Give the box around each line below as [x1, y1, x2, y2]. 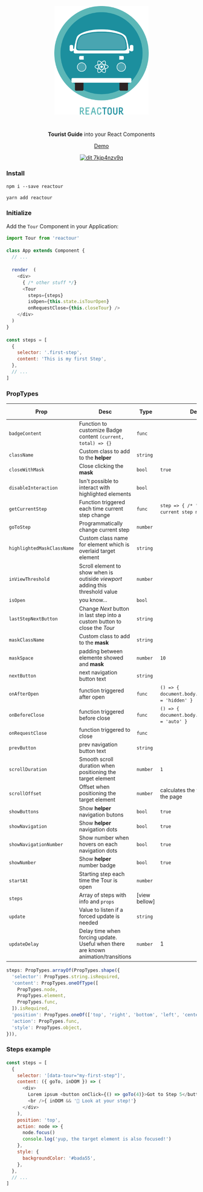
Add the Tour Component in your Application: [6, 222, 119, 229]
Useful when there [79, 940, 125, 947]
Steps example [6, 1045, 51, 1054]
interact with [79, 484, 111, 491]
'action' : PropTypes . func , [11, 1018, 80, 1024]
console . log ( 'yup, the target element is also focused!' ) [22, 1136, 172, 1142]
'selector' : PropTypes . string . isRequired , [11, 973, 120, 979]
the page [159, 793, 182, 800]
